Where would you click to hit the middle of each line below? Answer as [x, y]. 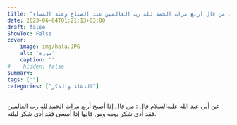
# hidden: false [36, 66]
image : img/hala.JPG [50, 47]
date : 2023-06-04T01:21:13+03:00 [56, 20]
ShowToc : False [30, 34]
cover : [17, 40]
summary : [20, 73]
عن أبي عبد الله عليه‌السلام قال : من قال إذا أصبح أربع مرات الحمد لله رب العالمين [114, 106]
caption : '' [37, 60]
